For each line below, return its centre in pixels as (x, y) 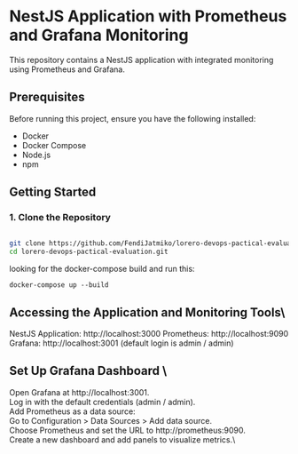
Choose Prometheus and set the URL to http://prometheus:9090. (127, 430)
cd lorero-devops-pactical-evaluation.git (89, 252)
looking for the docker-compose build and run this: (102, 269)
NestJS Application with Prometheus (148, 16)
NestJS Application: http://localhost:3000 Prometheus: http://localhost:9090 (149, 334)
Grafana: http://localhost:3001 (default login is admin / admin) (122, 343)
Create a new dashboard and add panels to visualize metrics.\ (122, 439)
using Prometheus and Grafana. (67, 69)
